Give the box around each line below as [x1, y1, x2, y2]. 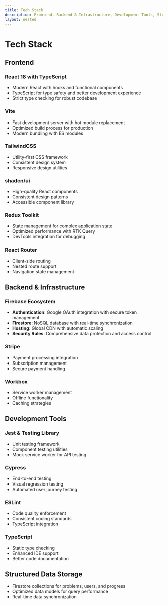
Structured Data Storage [5, 570, 83, 578]
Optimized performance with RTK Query [12, 228, 95, 234]
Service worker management [12, 390, 72, 396]
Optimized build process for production [12, 125, 93, 131]
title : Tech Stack [5, 7, 43, 13]
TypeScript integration [12, 521, 59, 527]
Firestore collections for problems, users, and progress [12, 583, 126, 589]
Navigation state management [12, 268, 75, 274]
